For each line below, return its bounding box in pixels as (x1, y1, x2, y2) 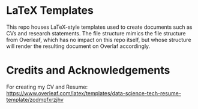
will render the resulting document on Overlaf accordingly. (6, 43, 151, 50)
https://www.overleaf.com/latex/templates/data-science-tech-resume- (6, 89, 182, 96)
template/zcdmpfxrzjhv (6, 96, 64, 103)
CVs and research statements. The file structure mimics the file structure (6, 29, 186, 37)
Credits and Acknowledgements (6, 63, 170, 77)
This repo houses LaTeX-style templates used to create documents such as (6, 23, 193, 31)
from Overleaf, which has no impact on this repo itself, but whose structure (6, 36, 191, 43)
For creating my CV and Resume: (6, 83, 88, 90)
